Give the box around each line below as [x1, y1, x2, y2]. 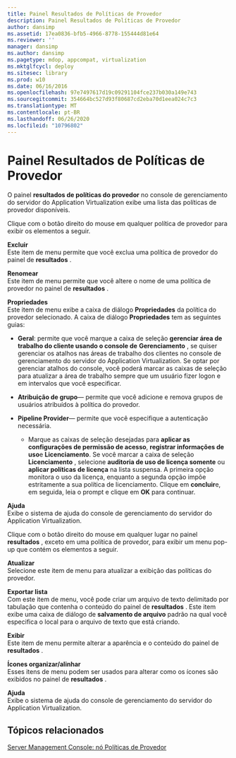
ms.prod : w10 [7, 76, 46, 83]
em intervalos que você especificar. [17, 379, 122, 388]
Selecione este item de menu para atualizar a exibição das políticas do [7, 567, 212, 575]
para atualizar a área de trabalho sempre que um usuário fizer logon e [17, 372, 221, 380]
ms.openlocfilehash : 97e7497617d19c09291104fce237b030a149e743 [7, 89, 197, 96]
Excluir [7, 241, 28, 249]
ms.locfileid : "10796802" [7, 122, 83, 129]
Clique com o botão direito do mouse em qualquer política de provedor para [7, 220, 228, 228]
